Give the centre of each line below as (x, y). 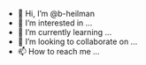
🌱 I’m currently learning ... (65, 32)
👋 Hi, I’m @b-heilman (56, 14)
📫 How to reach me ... (58, 51)
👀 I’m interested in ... (55, 23)
